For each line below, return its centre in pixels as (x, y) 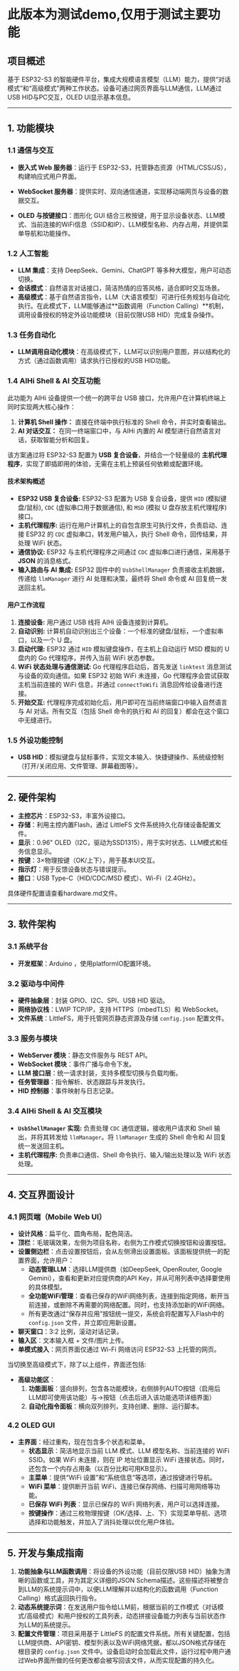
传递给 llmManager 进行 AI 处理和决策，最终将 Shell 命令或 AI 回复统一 (119, 578)
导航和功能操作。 (49, 233)
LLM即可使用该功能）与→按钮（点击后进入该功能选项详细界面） (122, 1398)
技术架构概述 (26, 481)
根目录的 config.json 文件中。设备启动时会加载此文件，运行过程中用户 (121, 1652)
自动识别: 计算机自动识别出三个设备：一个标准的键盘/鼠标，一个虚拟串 (121, 631)
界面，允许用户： (49, 1260)
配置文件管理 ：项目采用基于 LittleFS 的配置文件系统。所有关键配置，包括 (124, 1634)
